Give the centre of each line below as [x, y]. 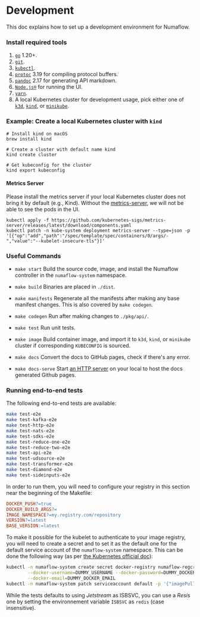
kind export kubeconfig [36, 170]
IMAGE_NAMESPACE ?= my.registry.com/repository [63, 515]
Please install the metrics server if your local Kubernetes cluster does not [96, 197]
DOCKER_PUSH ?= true [29, 504]
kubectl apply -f [28, 220]
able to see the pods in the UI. [43, 209]
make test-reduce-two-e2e [38, 447]
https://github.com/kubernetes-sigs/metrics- [109, 220]
